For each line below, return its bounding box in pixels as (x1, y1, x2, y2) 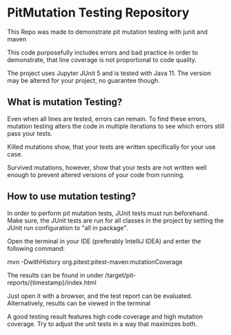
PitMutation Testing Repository (7, 5, 190, 21)
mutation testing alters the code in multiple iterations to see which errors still (7, 122, 225, 130)
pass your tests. (7, 129, 53, 137)
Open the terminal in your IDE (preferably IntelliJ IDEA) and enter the (7, 236, 201, 245)
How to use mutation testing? (7, 191, 137, 203)
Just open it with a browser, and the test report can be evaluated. (7, 292, 193, 300)
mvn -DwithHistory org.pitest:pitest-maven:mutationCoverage (7, 257, 183, 266)
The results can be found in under (7, 271, 103, 279)
